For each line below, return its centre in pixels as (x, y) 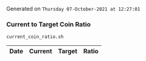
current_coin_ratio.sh (35, 37)
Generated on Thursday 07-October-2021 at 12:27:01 (73, 9)
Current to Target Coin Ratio (49, 24)
